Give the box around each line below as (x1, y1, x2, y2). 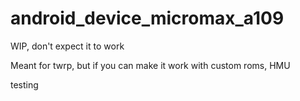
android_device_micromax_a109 (10, 7, 285, 30)
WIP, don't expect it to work (10, 40, 125, 52)
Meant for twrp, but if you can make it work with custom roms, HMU (10, 59, 291, 71)
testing (10, 78, 39, 91)
